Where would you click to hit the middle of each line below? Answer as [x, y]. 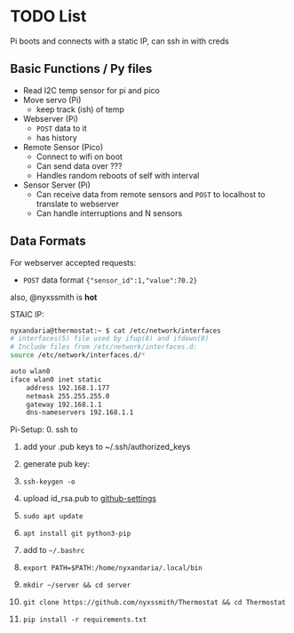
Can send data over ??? [79, 165]
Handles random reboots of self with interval [118, 175]
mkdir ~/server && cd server [77, 585]
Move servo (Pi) [52, 100]
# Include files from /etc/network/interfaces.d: [104, 347]
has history [57, 137]
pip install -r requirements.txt [85, 620]
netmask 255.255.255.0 [68, 396]
